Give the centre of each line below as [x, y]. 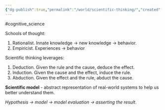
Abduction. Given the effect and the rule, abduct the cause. [73, 77]
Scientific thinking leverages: [35, 58]
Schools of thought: [25, 33]
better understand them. [30, 92]
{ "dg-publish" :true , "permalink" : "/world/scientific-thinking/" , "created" [83, 10]
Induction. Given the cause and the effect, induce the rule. [72, 73]
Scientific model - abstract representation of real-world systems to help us [82, 87]
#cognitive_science [25, 24]
